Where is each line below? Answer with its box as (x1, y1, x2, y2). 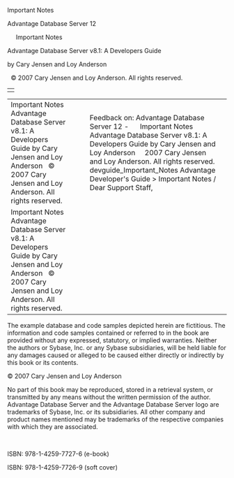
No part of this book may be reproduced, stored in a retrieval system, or (7, 386, 214, 393)
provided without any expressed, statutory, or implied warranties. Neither (7, 336, 217, 345)
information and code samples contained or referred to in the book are (7, 328, 210, 337)
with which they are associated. (7, 423, 99, 430)
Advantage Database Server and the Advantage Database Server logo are (7, 400, 219, 408)
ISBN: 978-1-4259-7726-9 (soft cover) (7, 463, 118, 471)
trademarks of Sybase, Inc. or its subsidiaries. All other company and (7, 408, 205, 416)
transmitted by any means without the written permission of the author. (7, 393, 211, 401)
